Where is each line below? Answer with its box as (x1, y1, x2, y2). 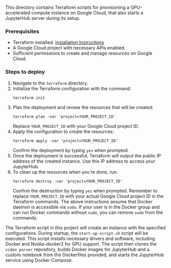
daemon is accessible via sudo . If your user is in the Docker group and (12, 204, 160, 210)
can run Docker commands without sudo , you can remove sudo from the (12, 209, 163, 216)
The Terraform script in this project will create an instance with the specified (5, 224, 166, 231)
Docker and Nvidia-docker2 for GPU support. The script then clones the (5, 240, 157, 247)
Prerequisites (5, 28, 39, 35)
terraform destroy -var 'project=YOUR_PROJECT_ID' (12, 178, 123, 184)
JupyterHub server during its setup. (5, 15, 81, 21)
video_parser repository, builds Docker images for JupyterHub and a (5, 246, 150, 252)
